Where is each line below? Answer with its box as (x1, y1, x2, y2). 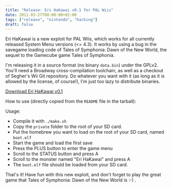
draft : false (5, 22, 33, 27)
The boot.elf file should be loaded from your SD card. (12, 162, 128, 168)
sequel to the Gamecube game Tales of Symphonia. (5, 52, 115, 58)
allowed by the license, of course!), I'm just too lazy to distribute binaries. (5, 78, 160, 85)
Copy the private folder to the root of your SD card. (12, 123, 122, 130)
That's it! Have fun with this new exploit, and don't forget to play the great (5, 172, 161, 178)
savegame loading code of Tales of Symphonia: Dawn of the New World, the (5, 47, 167, 53)
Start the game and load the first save (12, 140, 93, 146)
